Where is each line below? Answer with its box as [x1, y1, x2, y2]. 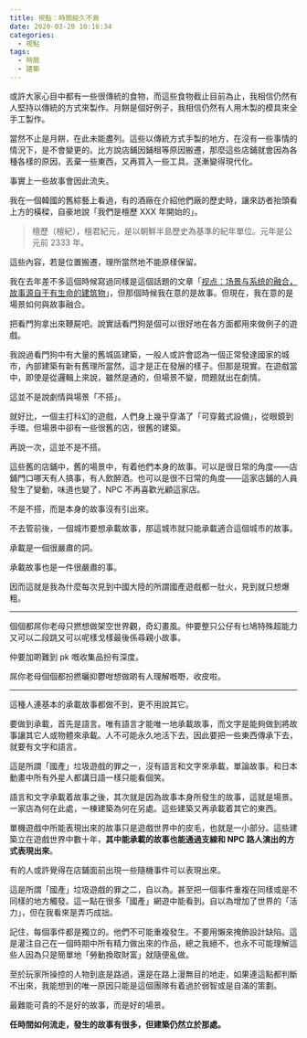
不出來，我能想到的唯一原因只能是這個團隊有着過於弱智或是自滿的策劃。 [9, 979, 281, 990]
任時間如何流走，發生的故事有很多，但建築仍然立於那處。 [9, 1019, 226, 1030]
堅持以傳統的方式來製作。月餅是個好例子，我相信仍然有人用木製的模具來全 [16, 102, 298, 112]
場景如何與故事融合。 [9, 298, 90, 309]
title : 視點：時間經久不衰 [9, 13, 101, 23]
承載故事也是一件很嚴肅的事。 [9, 562, 122, 573]
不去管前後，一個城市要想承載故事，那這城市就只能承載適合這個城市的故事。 [9, 522, 298, 533]
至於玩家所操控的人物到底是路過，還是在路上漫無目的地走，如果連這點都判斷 [9, 968, 298, 979]
